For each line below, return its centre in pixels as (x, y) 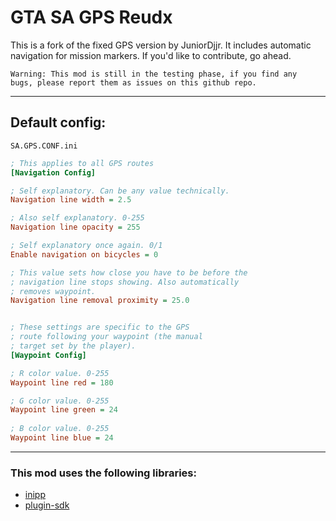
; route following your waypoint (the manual (106, 337)
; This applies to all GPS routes (82, 163)
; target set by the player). (73, 346)
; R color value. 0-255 (60, 373)
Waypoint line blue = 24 (62, 438)
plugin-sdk (47, 505)
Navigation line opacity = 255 (75, 227)
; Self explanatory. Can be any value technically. (120, 191)
